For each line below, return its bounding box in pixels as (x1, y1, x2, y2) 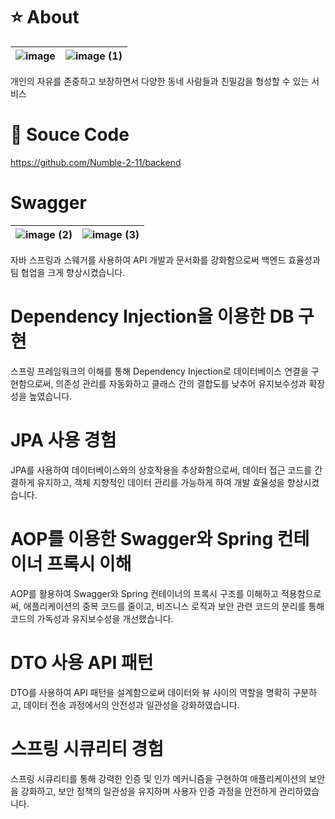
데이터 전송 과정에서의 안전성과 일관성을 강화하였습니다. (23, 699, 240, 711)
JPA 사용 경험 (10, 429, 117, 451)
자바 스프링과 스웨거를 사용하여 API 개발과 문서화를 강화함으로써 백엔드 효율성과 (10, 254, 321, 266)
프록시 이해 (46, 552, 132, 575)
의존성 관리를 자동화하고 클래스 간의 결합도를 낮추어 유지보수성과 (55, 377, 307, 389)
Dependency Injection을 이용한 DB (10, 305, 295, 328)
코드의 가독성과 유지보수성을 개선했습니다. (10, 612, 174, 624)
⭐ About (10, 6, 80, 29)
